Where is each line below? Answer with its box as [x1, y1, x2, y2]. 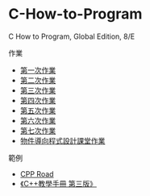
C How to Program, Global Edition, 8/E [8, 31, 135, 41]
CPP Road [19, 169, 54, 178]
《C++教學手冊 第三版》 [19, 178, 97, 188]
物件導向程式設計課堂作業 [19, 136, 106, 145]
